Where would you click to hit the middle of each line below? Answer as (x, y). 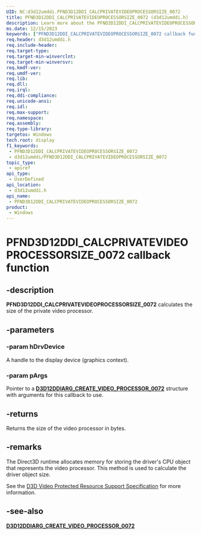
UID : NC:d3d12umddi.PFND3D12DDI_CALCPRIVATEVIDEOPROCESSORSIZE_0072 (93, 12)
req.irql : (19, 90)
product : (17, 207)
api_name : (19, 196)
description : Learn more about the (51, 23)
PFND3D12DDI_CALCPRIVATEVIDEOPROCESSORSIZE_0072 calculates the (99, 304)
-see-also (25, 511)
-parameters (30, 330)
